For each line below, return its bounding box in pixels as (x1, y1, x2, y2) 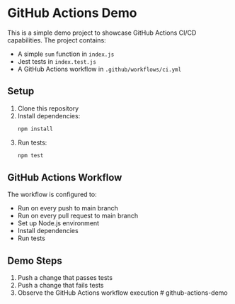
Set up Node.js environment (17, 219, 100, 227)
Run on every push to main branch (17, 204, 119, 213)
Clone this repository (17, 104, 79, 113)
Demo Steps (7, 254, 62, 266)
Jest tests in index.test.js (17, 57, 97, 65)
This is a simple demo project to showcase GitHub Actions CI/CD (7, 28, 197, 37)
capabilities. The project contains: (7, 35, 106, 44)
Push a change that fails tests (17, 281, 104, 290)
